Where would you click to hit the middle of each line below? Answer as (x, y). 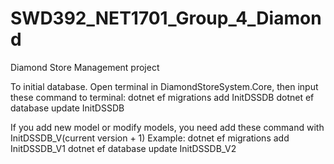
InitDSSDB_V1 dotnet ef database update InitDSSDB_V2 (123, 148)
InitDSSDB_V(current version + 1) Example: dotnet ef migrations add (150, 138)
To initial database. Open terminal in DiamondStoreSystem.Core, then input (164, 86)
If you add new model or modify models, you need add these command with (167, 127)
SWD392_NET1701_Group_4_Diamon (166, 18)
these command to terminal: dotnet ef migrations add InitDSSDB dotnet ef (162, 97)
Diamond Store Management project (85, 67)
